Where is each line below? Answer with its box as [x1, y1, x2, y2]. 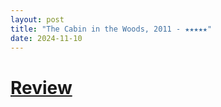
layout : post [10, 14, 65, 25]
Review [10, 76, 73, 99]
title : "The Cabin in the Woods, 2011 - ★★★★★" [10, 24, 213, 34]
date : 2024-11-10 [10, 33, 83, 43]
